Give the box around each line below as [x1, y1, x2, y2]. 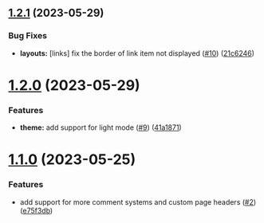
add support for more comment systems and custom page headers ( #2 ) [19, 197, 257, 206]
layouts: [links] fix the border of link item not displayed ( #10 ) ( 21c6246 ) [19, 48, 255, 58]
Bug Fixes [8, 30, 48, 41]
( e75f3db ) [19, 205, 53, 215]
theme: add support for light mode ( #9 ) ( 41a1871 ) [19, 123, 182, 132]
